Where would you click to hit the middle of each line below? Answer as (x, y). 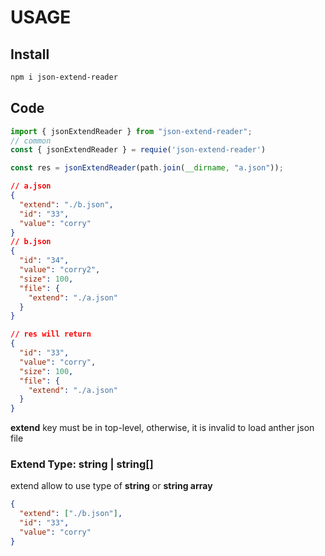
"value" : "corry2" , (60, 270)
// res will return (51, 334)
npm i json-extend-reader (64, 77)
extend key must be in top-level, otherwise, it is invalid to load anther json (162, 428)
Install (30, 54)
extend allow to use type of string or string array (111, 486)
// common (31, 141)
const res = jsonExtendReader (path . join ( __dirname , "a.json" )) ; (147, 168)
